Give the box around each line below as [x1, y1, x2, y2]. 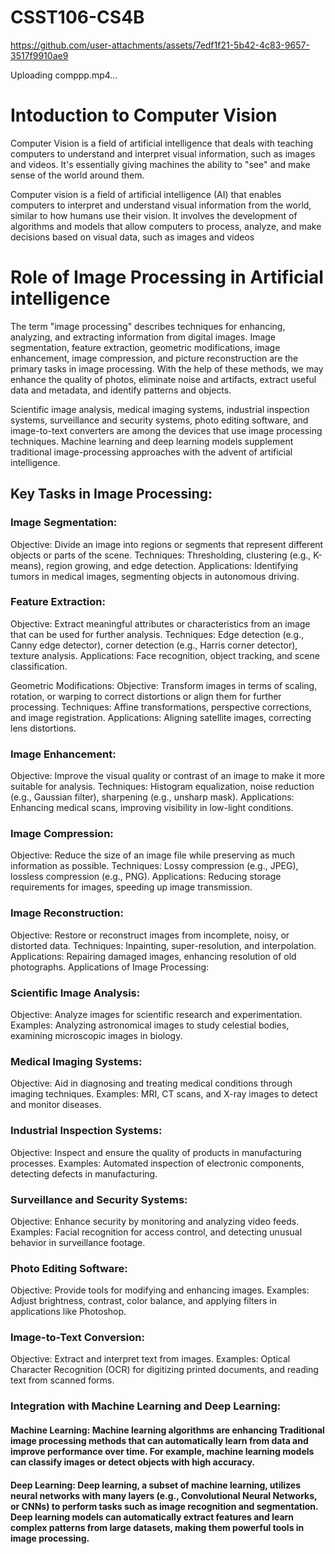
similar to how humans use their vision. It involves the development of [10, 209, 298, 221]
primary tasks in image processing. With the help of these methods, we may [10, 362, 324, 375]
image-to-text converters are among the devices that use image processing [10, 424, 323, 436]
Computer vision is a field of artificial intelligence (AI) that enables [10, 188, 282, 200]
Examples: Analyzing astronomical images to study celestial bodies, [10, 1019, 290, 1031]
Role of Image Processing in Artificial [10, 266, 324, 289]
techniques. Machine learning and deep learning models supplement [10, 435, 294, 447]
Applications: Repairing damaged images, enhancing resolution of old [10, 950, 297, 962]
